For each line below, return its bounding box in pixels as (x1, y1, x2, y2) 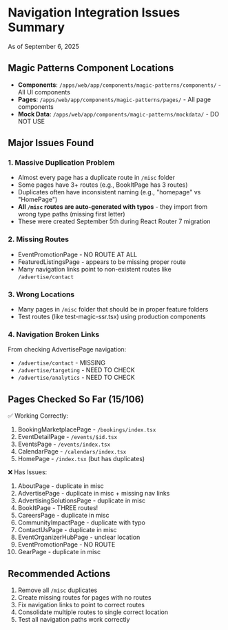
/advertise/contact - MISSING (17, 358, 106, 367)
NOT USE (17, 117, 45, 125)
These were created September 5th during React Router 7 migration (17, 217, 211, 225)
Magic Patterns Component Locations (8, 62, 174, 74)
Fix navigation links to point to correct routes (17, 600, 145, 609)
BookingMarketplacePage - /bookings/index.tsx (17, 425, 156, 434)
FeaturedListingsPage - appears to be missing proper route (17, 257, 187, 266)
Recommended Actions (8, 567, 111, 580)
